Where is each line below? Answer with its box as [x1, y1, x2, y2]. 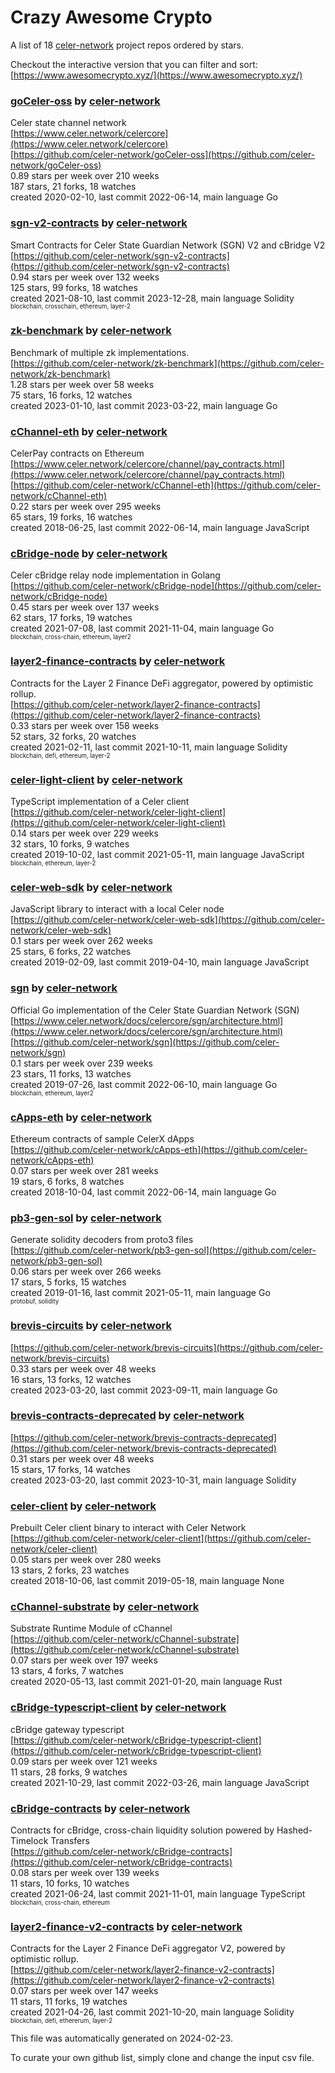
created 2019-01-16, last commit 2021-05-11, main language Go [10, 1287, 271, 1299]
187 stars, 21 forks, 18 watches [10, 181, 137, 193]
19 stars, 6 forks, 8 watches [10, 1175, 125, 1187]
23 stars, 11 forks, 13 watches [10, 1067, 132, 1080]
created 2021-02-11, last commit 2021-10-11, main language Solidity [10, 741, 288, 753]
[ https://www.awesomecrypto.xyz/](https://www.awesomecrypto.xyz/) [10, 69, 303, 81]
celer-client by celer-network [10, 1499, 157, 1513]
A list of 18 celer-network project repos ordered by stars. [10, 39, 245, 51]
